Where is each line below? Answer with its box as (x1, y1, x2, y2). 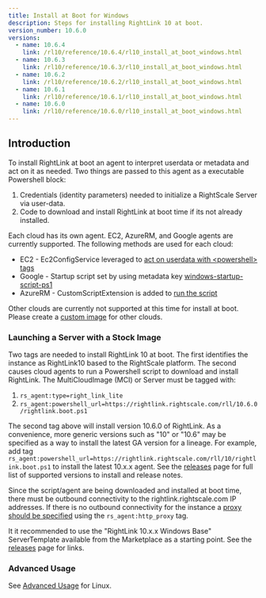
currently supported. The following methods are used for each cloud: (8, 239, 234, 248)
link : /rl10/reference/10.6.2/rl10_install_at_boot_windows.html (22, 78, 243, 86)
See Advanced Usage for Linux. (8, 581, 112, 591)
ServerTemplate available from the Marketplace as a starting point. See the (8, 535, 253, 544)
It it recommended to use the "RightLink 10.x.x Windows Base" (8, 527, 212, 536)
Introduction (8, 136, 71, 151)
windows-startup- (184, 271, 244, 281)
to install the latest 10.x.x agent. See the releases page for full (52, 462, 253, 472)
